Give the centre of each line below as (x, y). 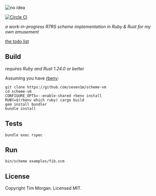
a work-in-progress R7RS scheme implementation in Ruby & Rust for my (78, 27)
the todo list (17, 41)
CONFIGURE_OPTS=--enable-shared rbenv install (53, 96)
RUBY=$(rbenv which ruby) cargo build (45, 100)
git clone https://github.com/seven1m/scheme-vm (56, 87)
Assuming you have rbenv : (32, 78)
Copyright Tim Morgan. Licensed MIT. (43, 188)
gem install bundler (26, 104)
